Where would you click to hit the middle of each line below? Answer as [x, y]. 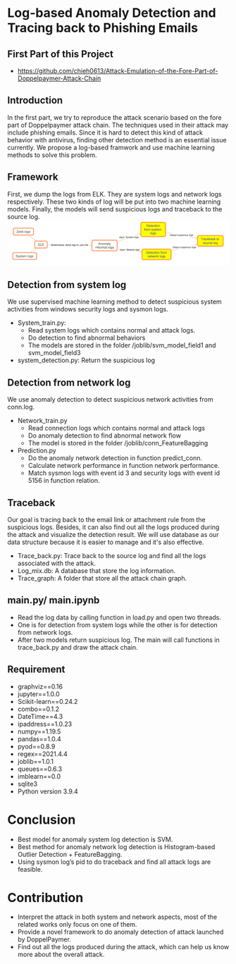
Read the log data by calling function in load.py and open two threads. [119, 617]
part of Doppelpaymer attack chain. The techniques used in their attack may [118, 125]
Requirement [36, 670]
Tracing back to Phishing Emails [103, 28]
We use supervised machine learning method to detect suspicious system [114, 302]
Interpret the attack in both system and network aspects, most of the [117, 917]
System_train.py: [42, 323]
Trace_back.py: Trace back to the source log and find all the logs [112, 555]
